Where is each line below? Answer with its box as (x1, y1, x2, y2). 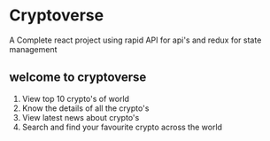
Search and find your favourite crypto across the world (21, 121, 223, 132)
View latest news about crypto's (21, 112, 140, 122)
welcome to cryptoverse (9, 70, 147, 85)
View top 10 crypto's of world (21, 93, 130, 104)
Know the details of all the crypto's (21, 103, 150, 114)
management (9, 43, 58, 54)
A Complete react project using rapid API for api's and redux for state (9, 35, 262, 45)
